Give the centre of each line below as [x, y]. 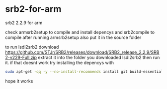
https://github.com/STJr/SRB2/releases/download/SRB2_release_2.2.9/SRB [82, 52]
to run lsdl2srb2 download [32, 47]
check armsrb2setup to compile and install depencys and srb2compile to [80, 32]
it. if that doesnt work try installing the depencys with [60, 62]
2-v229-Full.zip [21, 57]
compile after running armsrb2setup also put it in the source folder [73, 37]
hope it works [19, 81]
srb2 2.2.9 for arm [24, 23]
